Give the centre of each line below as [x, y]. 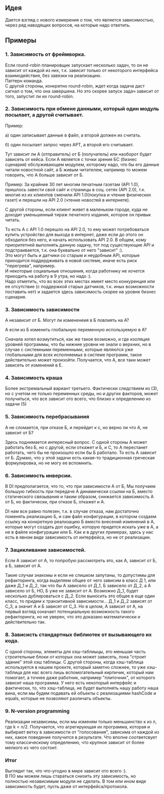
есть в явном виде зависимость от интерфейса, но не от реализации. [78, 537]
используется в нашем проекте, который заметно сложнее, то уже [75, 667]
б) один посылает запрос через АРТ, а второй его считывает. [69, 144]
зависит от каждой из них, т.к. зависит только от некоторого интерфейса [82, 70]
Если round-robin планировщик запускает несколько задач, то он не [77, 65]
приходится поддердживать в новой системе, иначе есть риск [71, 260]
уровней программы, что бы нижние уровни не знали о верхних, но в [78, 344]
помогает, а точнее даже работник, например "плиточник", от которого [80, 678]
